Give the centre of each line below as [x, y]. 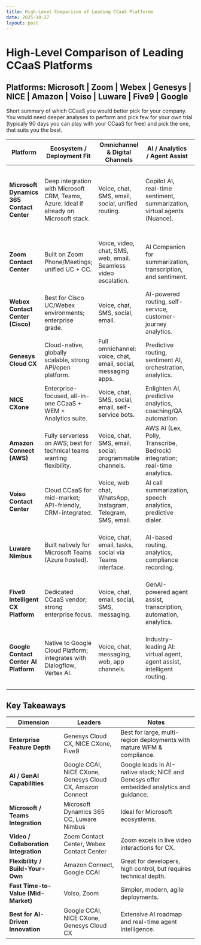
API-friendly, [63, 505]
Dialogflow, [60, 665]
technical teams [67, 451]
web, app [111, 662]
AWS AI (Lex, [164, 428]
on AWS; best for [68, 443]
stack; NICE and [162, 772]
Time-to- [37, 886]
